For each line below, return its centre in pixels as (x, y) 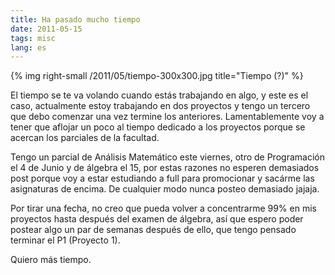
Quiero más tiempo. (51, 260)
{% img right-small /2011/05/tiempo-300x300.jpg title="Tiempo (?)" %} (157, 76)
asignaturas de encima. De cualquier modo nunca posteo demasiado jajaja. (165, 189)
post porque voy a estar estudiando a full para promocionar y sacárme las (162, 178)
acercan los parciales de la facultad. (85, 138)
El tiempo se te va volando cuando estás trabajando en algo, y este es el (159, 95)
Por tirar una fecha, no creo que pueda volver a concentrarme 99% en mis (163, 208)
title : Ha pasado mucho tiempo (75, 19)
